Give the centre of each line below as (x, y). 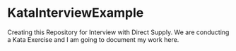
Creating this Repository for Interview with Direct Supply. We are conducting (118, 32)
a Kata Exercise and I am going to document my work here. (93, 39)
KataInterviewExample (76, 13)
